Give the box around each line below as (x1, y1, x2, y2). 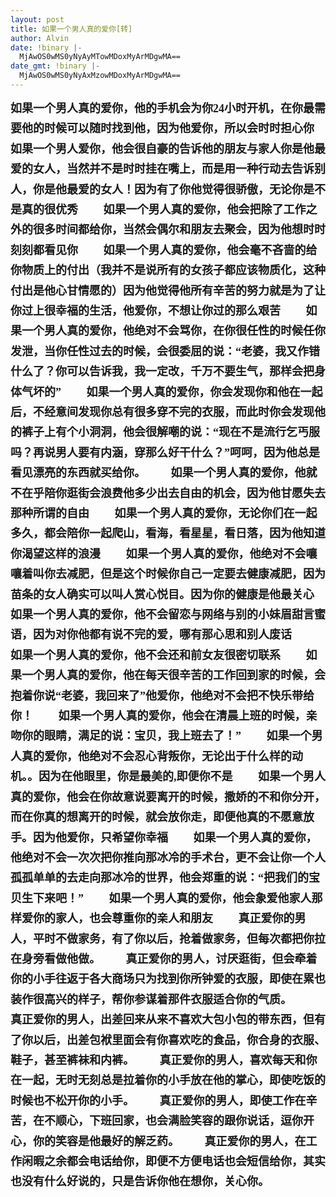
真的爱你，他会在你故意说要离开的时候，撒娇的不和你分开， (10, 790, 326, 804)
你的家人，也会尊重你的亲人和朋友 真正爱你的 (32, 912, 295, 926)
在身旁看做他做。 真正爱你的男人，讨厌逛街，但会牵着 (10, 952, 318, 966)
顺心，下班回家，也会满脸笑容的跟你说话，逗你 (54, 1114, 303, 1128)
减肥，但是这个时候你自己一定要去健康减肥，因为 (66, 567, 326, 581)
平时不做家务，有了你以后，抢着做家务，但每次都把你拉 (32, 932, 326, 946)
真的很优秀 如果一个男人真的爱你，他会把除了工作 (21, 202, 307, 216)
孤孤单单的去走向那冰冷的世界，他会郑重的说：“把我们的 (10, 871, 309, 885)
